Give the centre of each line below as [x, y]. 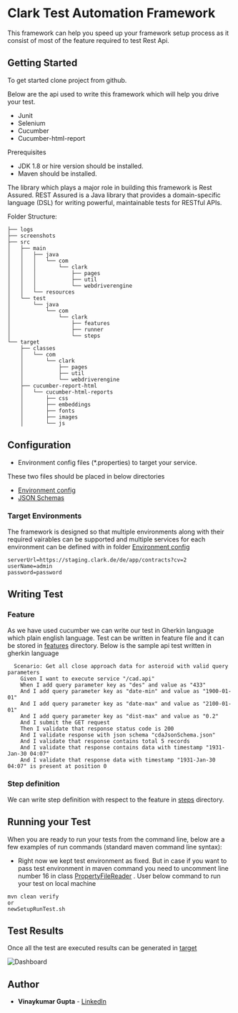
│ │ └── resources [41, 292]
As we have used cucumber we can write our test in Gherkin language [111, 630]
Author [23, 984]
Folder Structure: [32, 216]
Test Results [36, 931]
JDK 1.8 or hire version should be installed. [81, 166]
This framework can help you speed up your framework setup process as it [118, 33]
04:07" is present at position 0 [57, 766]
